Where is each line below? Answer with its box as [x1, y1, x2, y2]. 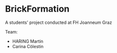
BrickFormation [5, 3, 70, 15]
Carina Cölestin [12, 43, 44, 49]
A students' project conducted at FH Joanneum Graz [5, 19, 112, 25]
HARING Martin [12, 38, 43, 44]
